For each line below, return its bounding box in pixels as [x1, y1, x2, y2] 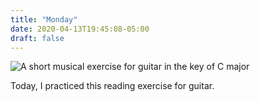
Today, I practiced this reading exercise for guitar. [10, 80, 215, 92]
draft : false [10, 33, 65, 43]
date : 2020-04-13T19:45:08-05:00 [10, 24, 150, 34]
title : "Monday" [10, 14, 78, 25]
